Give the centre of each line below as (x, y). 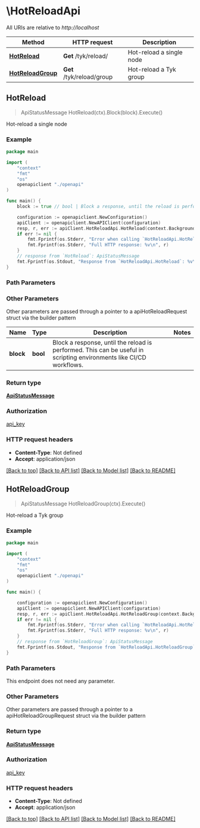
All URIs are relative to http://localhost (53, 27)
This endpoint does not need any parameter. (60, 681)
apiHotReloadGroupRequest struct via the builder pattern (76, 716)
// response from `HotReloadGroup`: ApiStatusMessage (85, 642)
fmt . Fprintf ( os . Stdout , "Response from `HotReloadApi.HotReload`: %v (105, 261)
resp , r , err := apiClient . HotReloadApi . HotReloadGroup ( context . (100, 614)
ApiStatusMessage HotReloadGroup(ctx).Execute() (83, 503)
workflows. (68, 365)
